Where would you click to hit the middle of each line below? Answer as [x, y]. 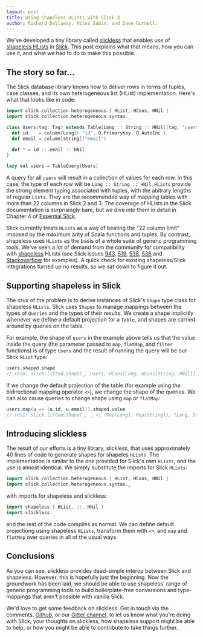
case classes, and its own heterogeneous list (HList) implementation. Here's [101, 93]
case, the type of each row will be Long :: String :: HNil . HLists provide [99, 184]
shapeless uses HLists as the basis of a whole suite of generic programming [101, 241]
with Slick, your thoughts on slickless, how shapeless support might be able [101, 621]
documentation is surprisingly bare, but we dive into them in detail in [92, 210]
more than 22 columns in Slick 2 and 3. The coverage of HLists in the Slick [99, 203]
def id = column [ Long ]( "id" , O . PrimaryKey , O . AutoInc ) [89, 133]
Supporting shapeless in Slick [63, 285]
